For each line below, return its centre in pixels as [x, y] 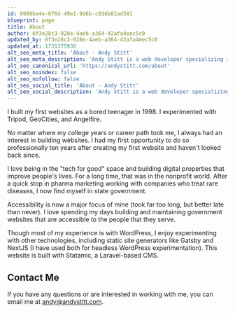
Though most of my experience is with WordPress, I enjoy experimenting [112, 233]
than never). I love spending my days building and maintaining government [115, 212]
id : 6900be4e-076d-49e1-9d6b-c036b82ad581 [70, 14]
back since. [24, 155]
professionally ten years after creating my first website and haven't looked [114, 148]
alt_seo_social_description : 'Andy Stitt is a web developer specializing [119, 92]
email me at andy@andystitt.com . [55, 301]
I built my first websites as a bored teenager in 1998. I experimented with [112, 112]
